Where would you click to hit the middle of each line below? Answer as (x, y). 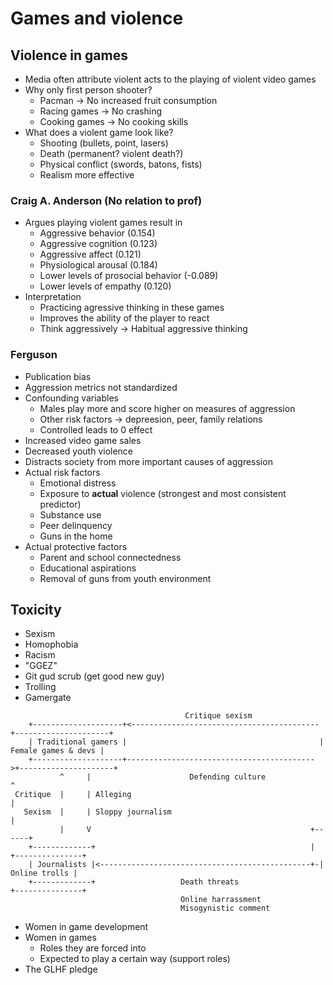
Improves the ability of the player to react (124, 318)
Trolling (40, 687)
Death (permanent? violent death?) (111, 153)
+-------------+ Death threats (134, 882)
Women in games (60, 938)
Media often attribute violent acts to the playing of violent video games (170, 79)
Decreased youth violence (79, 451)
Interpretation (53, 297)
